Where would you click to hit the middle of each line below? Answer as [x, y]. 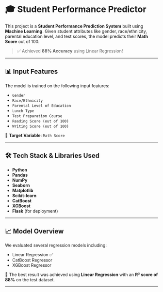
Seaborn [21, 185]
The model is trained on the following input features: [57, 86]
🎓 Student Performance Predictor [76, 9]
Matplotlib [23, 190]
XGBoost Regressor [32, 265]
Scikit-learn [24, 195]
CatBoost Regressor [32, 260]
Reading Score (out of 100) [40, 121]
